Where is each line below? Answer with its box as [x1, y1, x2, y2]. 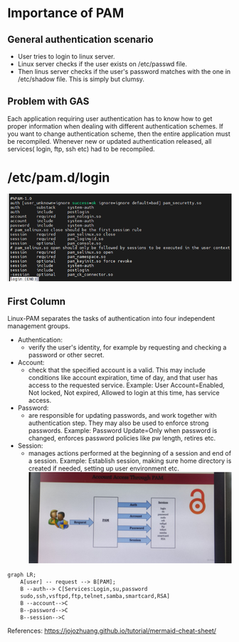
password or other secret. [28, 351, 105, 359]
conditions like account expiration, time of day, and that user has [28, 374, 218, 382]
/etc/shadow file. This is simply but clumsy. [17, 75, 144, 83]
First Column [7, 295, 66, 307]
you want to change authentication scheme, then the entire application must [7, 130, 230, 138]
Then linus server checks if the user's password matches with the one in [17, 68, 231, 75]
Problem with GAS [7, 95, 90, 107]
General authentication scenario [7, 33, 154, 46]
